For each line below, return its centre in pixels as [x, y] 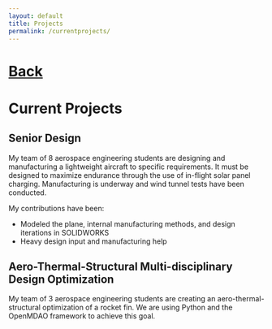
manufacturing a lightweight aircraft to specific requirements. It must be [129, 167]
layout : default [36, 16]
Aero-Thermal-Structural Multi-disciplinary [121, 266]
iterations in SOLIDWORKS [65, 232]
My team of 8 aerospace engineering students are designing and [117, 158]
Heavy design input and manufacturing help [94, 241]
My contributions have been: [56, 208]
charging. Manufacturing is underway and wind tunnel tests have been [127, 184]
